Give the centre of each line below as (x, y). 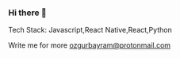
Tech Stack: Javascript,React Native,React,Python (90, 30)
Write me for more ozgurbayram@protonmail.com (90, 45)
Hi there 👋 (28, 13)
